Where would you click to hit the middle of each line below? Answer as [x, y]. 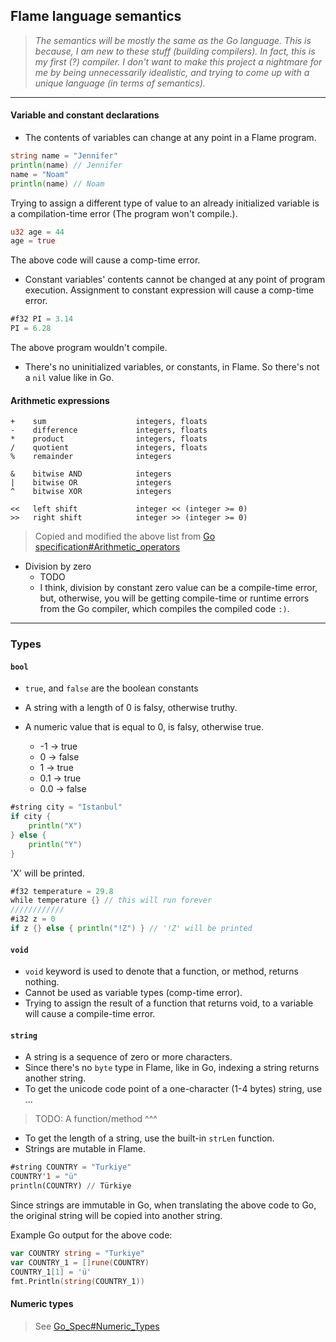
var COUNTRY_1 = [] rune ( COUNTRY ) [80, 1262]
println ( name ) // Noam [57, 184]
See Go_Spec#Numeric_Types [97, 1326]
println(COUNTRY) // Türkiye [71, 1186]
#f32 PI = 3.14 [42, 319]
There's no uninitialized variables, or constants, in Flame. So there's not [172, 367]
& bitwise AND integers [91, 474]
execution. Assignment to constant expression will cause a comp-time [169, 290]
